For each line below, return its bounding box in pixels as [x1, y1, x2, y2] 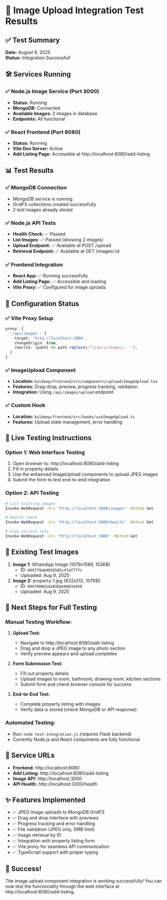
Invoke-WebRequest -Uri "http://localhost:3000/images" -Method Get [5, 506, 154, 511]
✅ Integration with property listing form [12, 838, 95, 844]
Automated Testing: [5, 719, 56, 726]
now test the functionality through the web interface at [5, 883, 120, 889]
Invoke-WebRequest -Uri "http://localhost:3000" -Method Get [5, 534, 138, 539]
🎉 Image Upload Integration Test [5, 5, 144, 16]
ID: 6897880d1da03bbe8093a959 [20, 583, 82, 589]
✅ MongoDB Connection [5, 184, 67, 191]
